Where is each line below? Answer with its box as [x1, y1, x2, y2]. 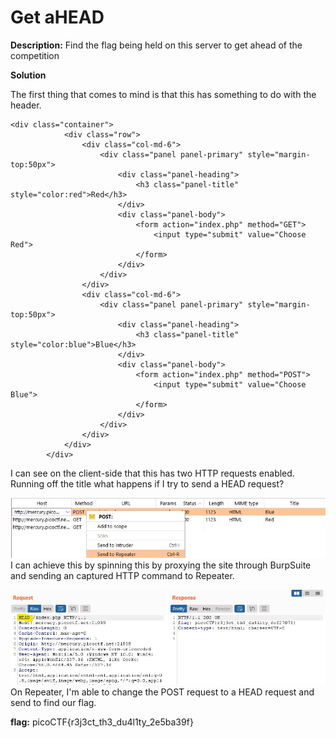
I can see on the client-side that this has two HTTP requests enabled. [10, 467, 295, 479]
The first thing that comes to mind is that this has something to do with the [10, 88, 317, 100]
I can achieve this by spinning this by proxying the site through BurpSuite [10, 559, 312, 571]
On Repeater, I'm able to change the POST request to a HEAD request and [10, 686, 315, 698]
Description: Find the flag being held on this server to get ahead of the [10, 39, 303, 51]
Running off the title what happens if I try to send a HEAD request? [10, 477, 285, 490]
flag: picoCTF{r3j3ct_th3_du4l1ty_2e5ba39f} [10, 716, 194, 728]
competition [10, 49, 60, 61]
